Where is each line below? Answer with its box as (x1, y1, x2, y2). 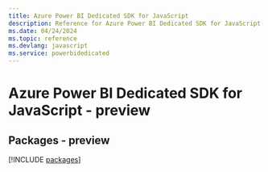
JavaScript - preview (8, 102, 151, 120)
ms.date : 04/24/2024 (8, 27, 78, 35)
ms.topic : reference (8, 34, 78, 43)
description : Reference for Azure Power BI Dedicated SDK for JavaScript (8, 19, 262, 27)
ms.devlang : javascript (8, 42, 89, 50)
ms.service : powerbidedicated (8, 49, 110, 57)
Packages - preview (8, 133, 110, 147)
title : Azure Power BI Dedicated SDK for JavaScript (8, 11, 189, 20)
